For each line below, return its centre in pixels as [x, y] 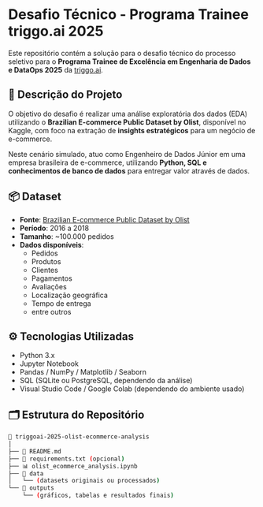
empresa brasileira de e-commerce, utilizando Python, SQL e [107, 162]
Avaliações [49, 286]
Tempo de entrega [61, 303]
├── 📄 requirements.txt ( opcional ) [67, 459]
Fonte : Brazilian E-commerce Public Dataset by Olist [105, 219]
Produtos [46, 261]
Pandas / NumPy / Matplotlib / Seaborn [83, 372]
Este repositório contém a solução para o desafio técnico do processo [122, 53]
